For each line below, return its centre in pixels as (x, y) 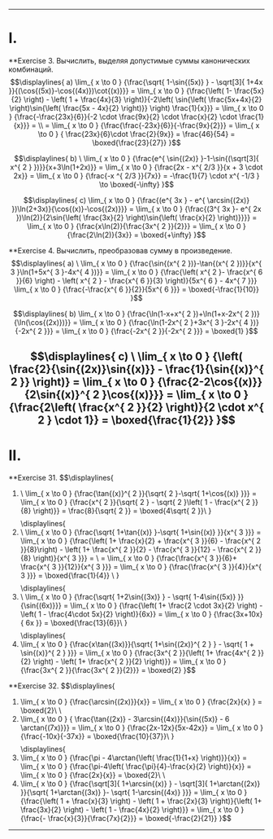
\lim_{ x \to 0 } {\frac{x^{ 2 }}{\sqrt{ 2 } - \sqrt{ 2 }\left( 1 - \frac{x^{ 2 (135, 503)
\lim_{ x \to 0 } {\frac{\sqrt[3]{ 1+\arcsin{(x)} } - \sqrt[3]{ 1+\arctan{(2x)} (140, 784)
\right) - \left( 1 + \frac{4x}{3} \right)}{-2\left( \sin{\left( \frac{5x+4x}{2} (143, 99)
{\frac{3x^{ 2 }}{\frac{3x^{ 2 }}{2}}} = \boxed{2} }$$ (108, 670)
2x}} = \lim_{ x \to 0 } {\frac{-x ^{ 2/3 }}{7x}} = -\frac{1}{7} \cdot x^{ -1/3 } (136, 175)
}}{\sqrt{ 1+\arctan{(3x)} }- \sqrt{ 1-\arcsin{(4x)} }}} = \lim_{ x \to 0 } (134, 793)
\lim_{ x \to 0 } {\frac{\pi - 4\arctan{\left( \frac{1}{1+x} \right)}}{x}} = (134, 758)
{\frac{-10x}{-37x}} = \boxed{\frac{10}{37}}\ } (97, 736)
